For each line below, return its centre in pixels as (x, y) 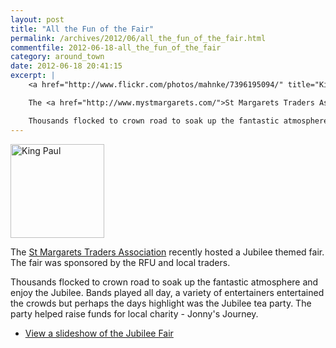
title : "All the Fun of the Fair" (82, 29)
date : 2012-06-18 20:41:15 (66, 66)
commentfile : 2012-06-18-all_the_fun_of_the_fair (116, 47)
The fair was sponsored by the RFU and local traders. (120, 262)
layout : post (37, 19)
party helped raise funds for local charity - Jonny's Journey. (134, 313)
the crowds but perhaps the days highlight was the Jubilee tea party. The (161, 303)
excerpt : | (33, 76)
